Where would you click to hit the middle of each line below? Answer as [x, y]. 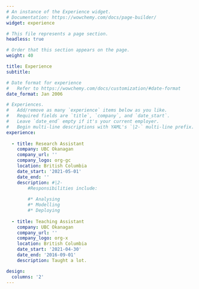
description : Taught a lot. [52, 260]
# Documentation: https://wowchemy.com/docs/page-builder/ [82, 17]
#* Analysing [44, 199]
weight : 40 [20, 56]
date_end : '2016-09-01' [47, 255]
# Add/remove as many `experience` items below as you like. [87, 110]
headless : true [25, 39]
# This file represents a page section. [58, 34]
